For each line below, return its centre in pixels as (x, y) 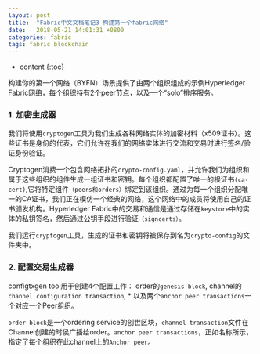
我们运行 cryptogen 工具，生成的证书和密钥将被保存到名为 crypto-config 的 (126, 235)
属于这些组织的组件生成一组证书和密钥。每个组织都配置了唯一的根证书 (121, 179)
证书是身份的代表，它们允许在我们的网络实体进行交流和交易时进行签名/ (129, 143)
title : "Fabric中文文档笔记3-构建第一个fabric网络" (88, 23)
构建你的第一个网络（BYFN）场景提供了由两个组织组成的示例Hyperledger (127, 83)
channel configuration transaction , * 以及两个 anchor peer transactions (126, 295)
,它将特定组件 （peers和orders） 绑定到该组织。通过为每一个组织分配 (134, 190)
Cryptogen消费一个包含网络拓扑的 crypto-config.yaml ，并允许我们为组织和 (129, 170)
